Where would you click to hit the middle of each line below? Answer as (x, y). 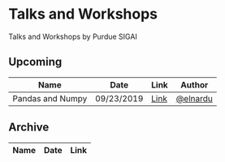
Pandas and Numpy (50, 98)
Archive (29, 128)
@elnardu (194, 98)
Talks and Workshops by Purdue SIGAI (73, 36)
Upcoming (35, 62)
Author (194, 84)
